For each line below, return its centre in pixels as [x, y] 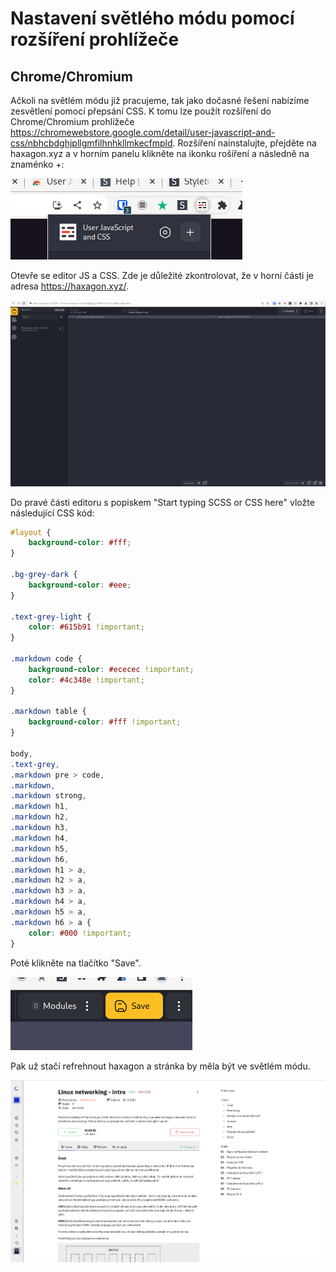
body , [21, 753]
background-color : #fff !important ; [105, 722]
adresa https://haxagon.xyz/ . [70, 286]
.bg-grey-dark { [44, 575]
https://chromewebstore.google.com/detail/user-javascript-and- [143, 132]
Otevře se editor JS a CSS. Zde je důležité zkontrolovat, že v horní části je [162, 275]
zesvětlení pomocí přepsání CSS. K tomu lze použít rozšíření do [141, 111]
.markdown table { [48, 712]
